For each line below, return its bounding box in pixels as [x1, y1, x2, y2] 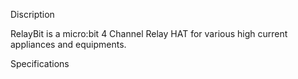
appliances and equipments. [10, 39, 127, 50]
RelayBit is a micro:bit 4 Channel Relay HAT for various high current [10, 28, 288, 39]
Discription [10, 9, 55, 20]
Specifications [10, 58, 70, 69]
